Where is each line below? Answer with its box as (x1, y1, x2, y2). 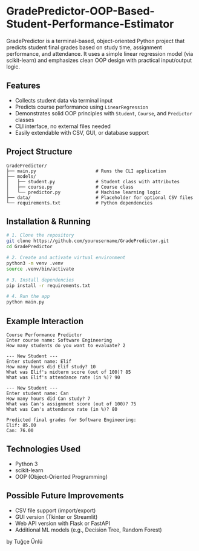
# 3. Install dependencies (6, 277, 74, 283)
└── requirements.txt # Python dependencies (6, 200, 153, 206)
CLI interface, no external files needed (15, 123, 111, 130)
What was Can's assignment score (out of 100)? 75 (6, 401, 137, 407)
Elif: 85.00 (6, 422, 36, 428)
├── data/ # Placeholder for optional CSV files (6, 194, 194, 201)
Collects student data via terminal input (15, 96, 113, 104)
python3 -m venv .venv (6, 260, 64, 266)
